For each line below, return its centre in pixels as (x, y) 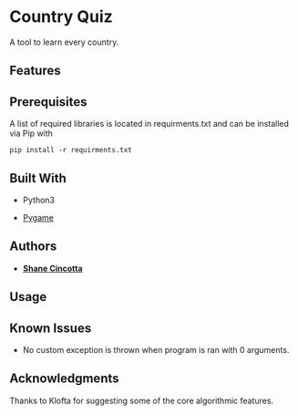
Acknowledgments (65, 379)
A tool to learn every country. (64, 42)
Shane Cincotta (53, 268)
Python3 (38, 200)
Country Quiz (62, 17)
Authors (33, 247)
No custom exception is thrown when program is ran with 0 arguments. (156, 349)
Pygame (38, 217)
